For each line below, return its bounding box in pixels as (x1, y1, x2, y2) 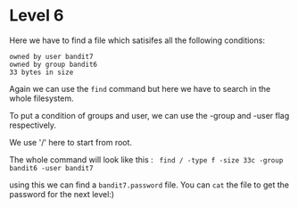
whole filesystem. (9, 93, 74, 104)
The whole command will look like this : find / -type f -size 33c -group (9, 154, 284, 165)
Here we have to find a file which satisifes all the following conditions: (9, 35, 266, 46)
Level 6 (9, 5, 64, 26)
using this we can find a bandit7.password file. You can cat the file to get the (9, 179, 290, 190)
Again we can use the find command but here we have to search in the (9, 83, 271, 94)
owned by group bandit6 (9, 60, 98, 69)
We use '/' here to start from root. (9, 137, 132, 147)
